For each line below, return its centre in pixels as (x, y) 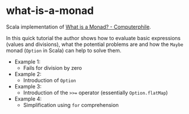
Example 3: (28, 86)
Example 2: (28, 74)
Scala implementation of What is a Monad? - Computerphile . (79, 27)
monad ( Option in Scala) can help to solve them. (64, 50)
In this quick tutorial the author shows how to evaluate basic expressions (93, 38)
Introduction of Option (50, 80)
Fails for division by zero (52, 67)
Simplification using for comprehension (71, 105)
